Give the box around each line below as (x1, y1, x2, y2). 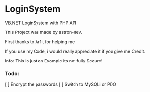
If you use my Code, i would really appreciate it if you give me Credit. (5, 48, 146, 54)
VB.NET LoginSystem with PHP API (5, 20, 76, 26)
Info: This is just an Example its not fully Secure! (5, 58, 103, 63)
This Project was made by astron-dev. (5, 29, 82, 35)
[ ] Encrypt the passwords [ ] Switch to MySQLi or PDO (5, 81, 117, 87)
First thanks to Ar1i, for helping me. (5, 38, 76, 45)
